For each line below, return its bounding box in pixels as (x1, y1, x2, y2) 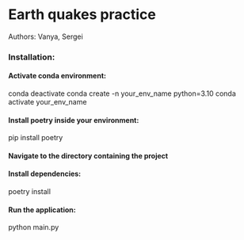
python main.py (8, 223, 59, 232)
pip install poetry (8, 133, 63, 143)
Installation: (8, 51, 55, 63)
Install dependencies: (8, 169, 82, 179)
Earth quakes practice (8, 6, 156, 24)
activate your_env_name (8, 97, 87, 107)
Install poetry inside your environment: (8, 115, 139, 124)
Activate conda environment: (8, 71, 107, 81)
